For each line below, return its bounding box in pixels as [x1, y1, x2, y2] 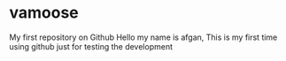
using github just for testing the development [9, 41, 173, 51]
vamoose [9, 3, 80, 23]
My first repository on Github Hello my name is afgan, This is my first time [9, 32, 278, 42]
